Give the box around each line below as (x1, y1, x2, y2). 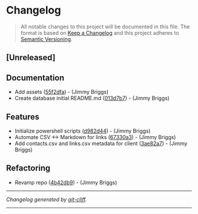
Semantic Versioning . (20, 35, 72, 42)
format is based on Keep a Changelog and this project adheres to (20, 29, 179, 36)
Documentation (6, 73, 65, 83)
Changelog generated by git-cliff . (6, 196, 87, 203)
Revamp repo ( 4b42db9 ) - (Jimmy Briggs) (14, 179, 117, 186)
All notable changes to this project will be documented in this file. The (20, 23, 190, 30)
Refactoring (6, 163, 51, 173)
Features (6, 111, 39, 121)
